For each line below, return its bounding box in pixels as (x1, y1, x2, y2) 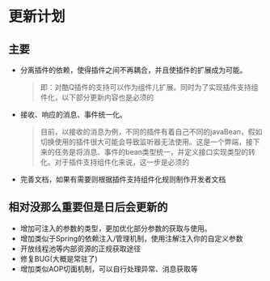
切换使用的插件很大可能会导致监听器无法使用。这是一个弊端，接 (40, 137, 253, 147)
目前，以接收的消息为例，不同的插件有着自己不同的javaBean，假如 (40, 127, 263, 136)
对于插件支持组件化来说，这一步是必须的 (54, 157, 190, 167)
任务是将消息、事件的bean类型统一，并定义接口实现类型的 (54, 147, 249, 156)
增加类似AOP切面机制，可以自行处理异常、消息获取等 (19, 264, 198, 274)
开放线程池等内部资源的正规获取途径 (19, 244, 141, 253)
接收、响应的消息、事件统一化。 (19, 110, 127, 119)
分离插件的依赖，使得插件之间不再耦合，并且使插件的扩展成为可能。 (19, 66, 247, 75)
